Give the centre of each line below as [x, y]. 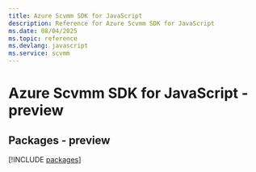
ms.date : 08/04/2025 [43, 31]
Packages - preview [59, 140]
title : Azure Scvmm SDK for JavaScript [76, 16]
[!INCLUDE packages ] [45, 159]
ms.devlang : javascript [48, 46]
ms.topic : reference [43, 38]
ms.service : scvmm [39, 53]
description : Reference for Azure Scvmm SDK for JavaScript [112, 23]
